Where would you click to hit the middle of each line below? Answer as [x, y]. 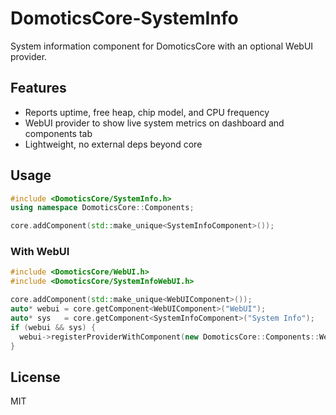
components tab [58, 133]
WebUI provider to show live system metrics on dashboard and [154, 123]
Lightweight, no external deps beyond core [113, 144]
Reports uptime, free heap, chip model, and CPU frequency [147, 112]
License [35, 377]
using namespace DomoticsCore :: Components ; [102, 208]
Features [38, 88]
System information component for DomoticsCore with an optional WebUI [162, 46]
